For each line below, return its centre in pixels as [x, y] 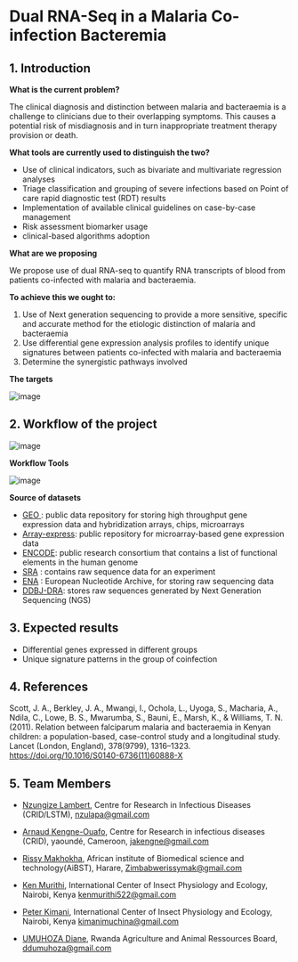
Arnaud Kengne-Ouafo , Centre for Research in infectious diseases [143, 832]
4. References [49, 687]
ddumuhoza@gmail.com [67, 948]
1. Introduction [50, 68]
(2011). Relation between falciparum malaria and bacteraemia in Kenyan [140, 727]
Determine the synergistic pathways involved [105, 362]
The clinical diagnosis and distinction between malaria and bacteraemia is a [148, 107]
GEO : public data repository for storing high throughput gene [135, 515]
